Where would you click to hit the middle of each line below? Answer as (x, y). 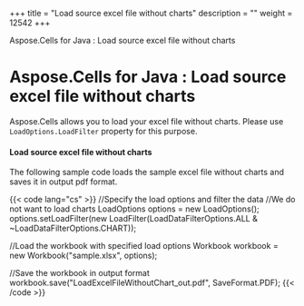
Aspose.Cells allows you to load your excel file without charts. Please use (147, 121)
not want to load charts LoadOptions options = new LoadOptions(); (135, 209)
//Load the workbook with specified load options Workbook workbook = (144, 246)
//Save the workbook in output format (79, 273)
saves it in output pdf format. (64, 182)
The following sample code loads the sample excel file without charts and (147, 173)
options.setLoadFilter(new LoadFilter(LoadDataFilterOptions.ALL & (134, 219)
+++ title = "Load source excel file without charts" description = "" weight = (151, 13)
